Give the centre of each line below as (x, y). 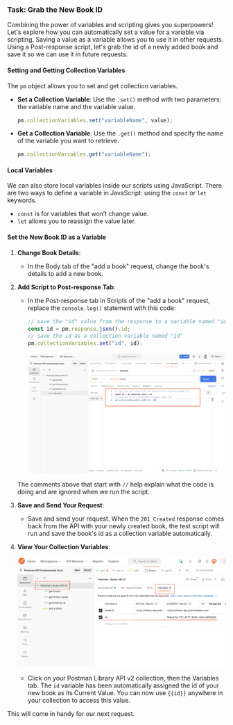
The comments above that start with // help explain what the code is (115, 484)
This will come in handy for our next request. (71, 713)
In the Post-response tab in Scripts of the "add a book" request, (119, 300)
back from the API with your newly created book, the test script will (123, 526)
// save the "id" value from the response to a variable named (121, 321)
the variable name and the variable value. (76, 106)
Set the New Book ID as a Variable (57, 237)
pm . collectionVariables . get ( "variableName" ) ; (84, 154)
